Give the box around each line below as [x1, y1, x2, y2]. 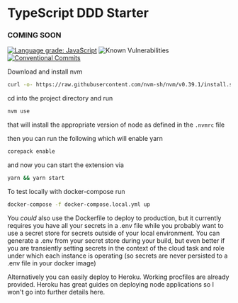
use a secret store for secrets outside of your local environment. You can [7, 229, 220, 237]
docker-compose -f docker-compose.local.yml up [7, 200, 151, 208]
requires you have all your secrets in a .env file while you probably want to [7, 221, 225, 229]
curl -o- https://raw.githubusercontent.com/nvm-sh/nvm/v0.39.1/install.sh [7, 81, 236, 88]
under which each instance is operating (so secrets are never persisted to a [7, 251, 228, 260]
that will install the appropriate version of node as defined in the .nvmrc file [7, 120, 225, 129]
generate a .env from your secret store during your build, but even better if [7, 236, 225, 245]
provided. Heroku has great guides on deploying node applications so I [7, 280, 215, 288]
